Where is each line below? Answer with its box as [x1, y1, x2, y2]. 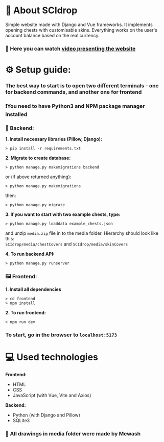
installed [5, 111, 28, 118]
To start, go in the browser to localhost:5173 [5, 331, 118, 338]
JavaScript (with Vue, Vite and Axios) [12, 392, 91, 399]
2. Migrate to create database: [5, 155, 71, 161]
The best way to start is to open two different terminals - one [5, 82, 159, 89]
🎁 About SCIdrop [5, 5, 78, 16]
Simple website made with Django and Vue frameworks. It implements [5, 21, 153, 28]
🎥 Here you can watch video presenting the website [5, 45, 136, 52]
